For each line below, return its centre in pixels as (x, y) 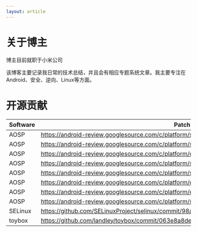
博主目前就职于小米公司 (34, 60)
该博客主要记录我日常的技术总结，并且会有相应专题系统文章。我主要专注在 (96, 72)
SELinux (20, 211)
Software (22, 125)
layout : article (26, 11)
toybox (18, 220)
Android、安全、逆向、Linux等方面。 (50, 79)
